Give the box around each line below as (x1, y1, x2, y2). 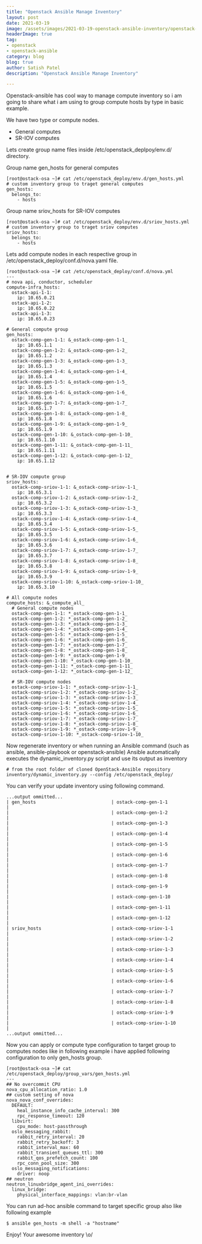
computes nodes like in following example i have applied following (6, 1047, 170, 1055)
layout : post (6, 14, 39, 20)
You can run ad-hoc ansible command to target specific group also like (6, 1203, 182, 1210)
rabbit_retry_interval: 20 (17, 1134, 85, 1140)
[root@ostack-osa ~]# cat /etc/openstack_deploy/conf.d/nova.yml (6, 269, 173, 275)
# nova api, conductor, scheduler (6, 279, 93, 286)
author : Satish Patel (6, 64, 61, 71)
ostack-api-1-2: (11, 300, 52, 307)
